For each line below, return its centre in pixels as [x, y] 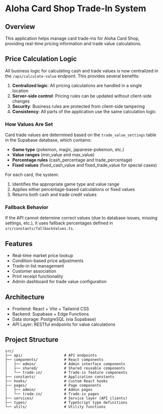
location [20, 91]
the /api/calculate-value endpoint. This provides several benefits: [72, 76]
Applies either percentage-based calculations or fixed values [73, 190]
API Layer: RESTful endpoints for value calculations [64, 324]
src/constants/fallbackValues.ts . [40, 228]
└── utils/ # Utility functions [55, 407]
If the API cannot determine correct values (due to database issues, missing [81, 218]
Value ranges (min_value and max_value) [53, 155]
